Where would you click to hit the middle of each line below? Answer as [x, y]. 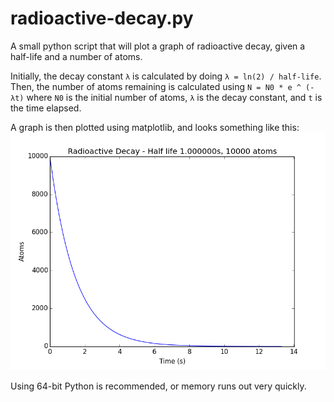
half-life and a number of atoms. [76, 56]
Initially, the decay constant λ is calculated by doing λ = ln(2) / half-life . [166, 76]
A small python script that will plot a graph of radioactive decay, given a [158, 46]
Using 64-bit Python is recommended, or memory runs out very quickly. [158, 386]
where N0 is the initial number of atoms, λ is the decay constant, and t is [174, 97]
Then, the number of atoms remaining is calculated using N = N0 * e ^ [156, 86]
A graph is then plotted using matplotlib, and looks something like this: [155, 127]
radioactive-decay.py [102, 18]
